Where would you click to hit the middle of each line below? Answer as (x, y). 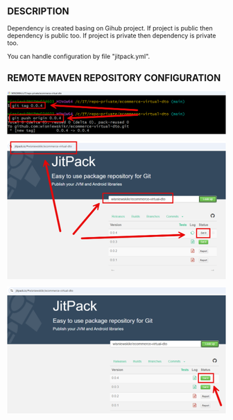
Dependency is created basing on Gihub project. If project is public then (110, 28)
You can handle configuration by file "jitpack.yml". (79, 56)
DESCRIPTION (38, 11)
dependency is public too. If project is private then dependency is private (112, 35)
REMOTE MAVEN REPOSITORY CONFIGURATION (114, 78)
